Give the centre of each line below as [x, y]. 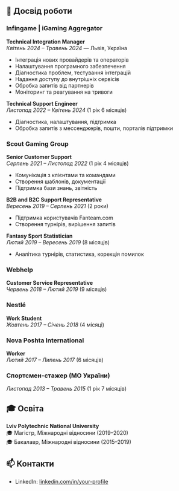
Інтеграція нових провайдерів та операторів [72, 60]
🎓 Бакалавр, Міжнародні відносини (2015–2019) [69, 441]
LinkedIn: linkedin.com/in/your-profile [61, 481]
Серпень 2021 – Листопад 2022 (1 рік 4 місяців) [68, 163]
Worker [16, 353]
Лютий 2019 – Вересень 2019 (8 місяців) [58, 242]
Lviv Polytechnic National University [53, 426]
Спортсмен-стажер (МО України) [58, 376]
